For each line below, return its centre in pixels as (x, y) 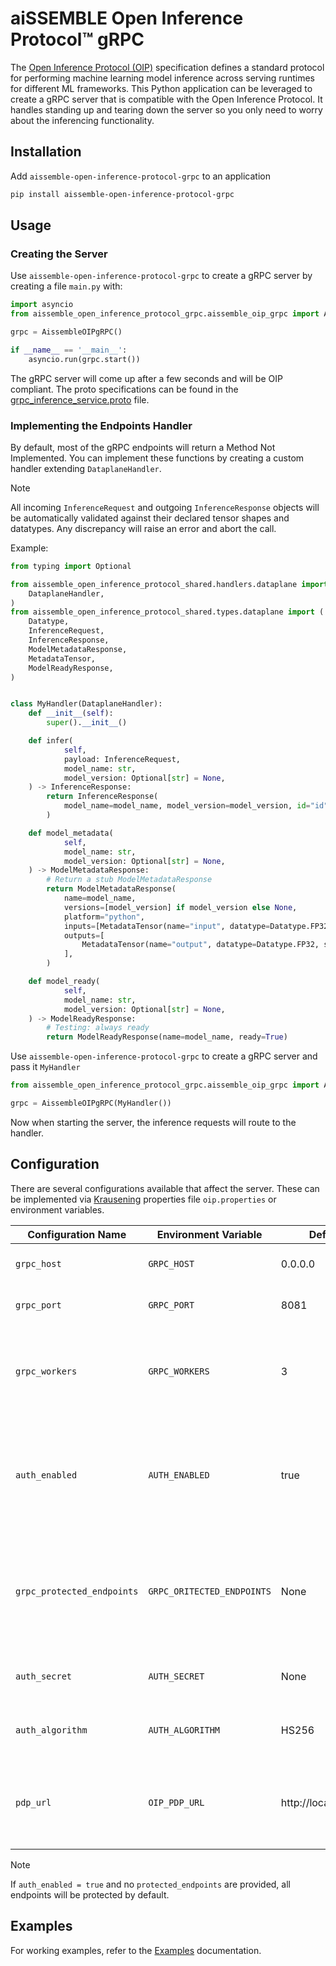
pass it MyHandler (45, 1067)
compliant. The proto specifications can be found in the (124, 389)
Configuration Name (77, 1234)
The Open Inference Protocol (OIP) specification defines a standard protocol (167, 67)
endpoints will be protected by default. (90, 1894)
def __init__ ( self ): (71, 713)
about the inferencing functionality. (82, 120)
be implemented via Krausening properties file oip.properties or (143, 1199)
